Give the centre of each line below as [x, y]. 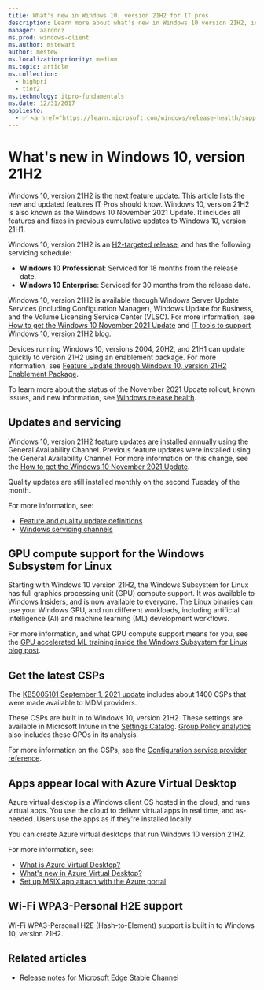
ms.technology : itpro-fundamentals [66, 96]
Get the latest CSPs [57, 675]
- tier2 [28, 89]
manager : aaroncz [37, 30]
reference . [25, 758]
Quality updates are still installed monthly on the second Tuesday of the [124, 482]
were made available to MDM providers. [73, 703]
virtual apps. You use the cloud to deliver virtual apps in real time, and [121, 811]
